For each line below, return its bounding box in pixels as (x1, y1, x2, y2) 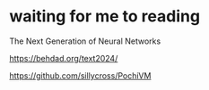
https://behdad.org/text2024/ (9, 53, 118, 63)
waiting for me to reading (9, 6, 200, 27)
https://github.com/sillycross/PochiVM (9, 70, 152, 81)
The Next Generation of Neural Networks (9, 36, 161, 46)
